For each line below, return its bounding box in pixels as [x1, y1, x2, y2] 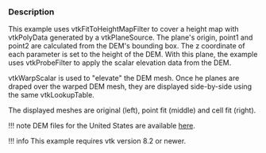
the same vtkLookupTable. [8, 90, 95, 100]
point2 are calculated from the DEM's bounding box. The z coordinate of [8, 41, 245, 51]
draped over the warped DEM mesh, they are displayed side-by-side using [8, 82, 253, 91]
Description [8, 6, 55, 17]
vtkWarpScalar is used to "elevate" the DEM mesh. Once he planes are [8, 74, 240, 83]
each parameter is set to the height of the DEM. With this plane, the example [8, 50, 258, 59]
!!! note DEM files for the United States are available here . [8, 121, 196, 131]
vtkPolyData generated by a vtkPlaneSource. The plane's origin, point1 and [8, 33, 253, 42]
